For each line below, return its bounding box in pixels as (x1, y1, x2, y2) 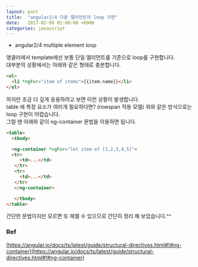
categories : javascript (6, 25, 66, 32)
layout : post (6, 8, 39, 15)
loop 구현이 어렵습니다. (6, 111, 60, 118)
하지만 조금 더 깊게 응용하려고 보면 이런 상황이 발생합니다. (6, 96, 140, 103)
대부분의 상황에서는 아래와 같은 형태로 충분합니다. (6, 61, 121, 68)
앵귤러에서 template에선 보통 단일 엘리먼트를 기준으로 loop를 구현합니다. (6, 54, 175, 61)
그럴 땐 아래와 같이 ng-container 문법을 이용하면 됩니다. (6, 118, 137, 125)
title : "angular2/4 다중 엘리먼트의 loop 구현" (6, 14, 118, 20)
